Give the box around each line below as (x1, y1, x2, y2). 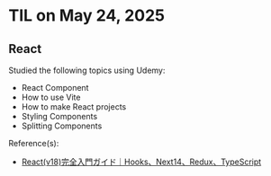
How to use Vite (21, 92, 81, 102)
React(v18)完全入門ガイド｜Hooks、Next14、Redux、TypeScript (21, 156, 262, 167)
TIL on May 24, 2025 (8, 5, 166, 26)
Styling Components (21, 111, 98, 121)
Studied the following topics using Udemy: (8, 65, 166, 75)
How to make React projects (21, 101, 127, 112)
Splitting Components (21, 120, 103, 131)
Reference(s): (8, 138, 59, 148)
